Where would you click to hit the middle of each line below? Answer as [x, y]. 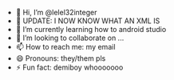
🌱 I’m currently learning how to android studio [91, 29]
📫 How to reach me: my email [65, 47]
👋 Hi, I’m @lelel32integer [56, 12]
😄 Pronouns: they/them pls [61, 58]
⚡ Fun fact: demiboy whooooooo [69, 67]
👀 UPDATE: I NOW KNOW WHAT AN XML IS [88, 21]
